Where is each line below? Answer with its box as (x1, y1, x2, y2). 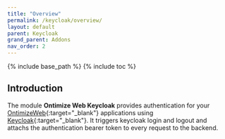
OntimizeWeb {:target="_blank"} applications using (7, 108, 154, 117)
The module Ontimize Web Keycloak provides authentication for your (7, 101, 210, 110)
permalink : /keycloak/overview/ (7, 17, 102, 24)
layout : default (7, 23, 55, 30)
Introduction (7, 82, 63, 95)
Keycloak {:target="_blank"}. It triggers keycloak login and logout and (7, 116, 207, 124)
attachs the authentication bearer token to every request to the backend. (7, 124, 219, 132)
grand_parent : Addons (7, 37, 71, 44)
